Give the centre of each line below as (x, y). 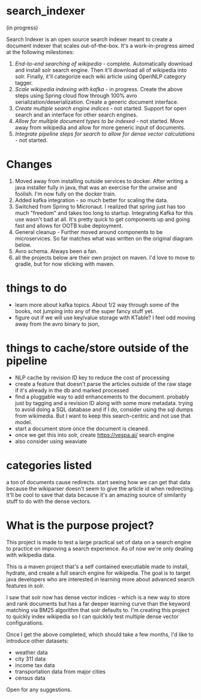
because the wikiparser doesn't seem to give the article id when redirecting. (100, 488)
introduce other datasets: (37, 641)
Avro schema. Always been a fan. (56, 251)
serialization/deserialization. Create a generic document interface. (97, 102)
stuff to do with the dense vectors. (49, 501)
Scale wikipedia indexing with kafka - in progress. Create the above (99, 89)
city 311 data (30, 659)
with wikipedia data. (31, 555)
